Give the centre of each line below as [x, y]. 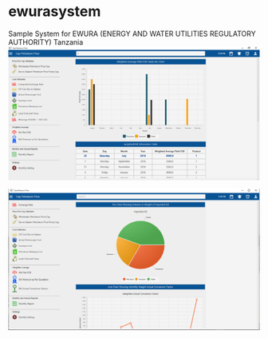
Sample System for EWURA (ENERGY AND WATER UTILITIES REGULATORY [132, 34]
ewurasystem [55, 12]
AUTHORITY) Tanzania [46, 42]
